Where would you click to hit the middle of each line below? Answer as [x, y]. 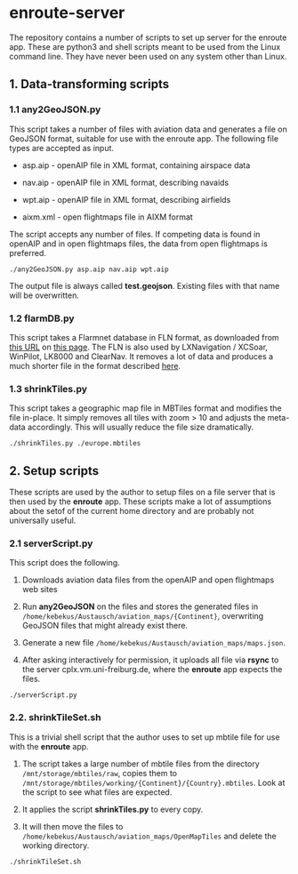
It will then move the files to [72, 826]
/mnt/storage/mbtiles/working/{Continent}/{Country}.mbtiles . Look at [153, 782]
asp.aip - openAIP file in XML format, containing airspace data [136, 165]
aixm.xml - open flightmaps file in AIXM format [107, 217]
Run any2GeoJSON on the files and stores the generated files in [140, 606]
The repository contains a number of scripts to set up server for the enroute [148, 37]
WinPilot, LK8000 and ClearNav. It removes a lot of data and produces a [141, 356]
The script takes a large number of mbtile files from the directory [141, 764]
